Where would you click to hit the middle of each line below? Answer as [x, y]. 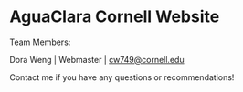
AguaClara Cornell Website [115, 17]
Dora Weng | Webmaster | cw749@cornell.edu [97, 59]
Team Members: [40, 42]
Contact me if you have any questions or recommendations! [122, 77]
